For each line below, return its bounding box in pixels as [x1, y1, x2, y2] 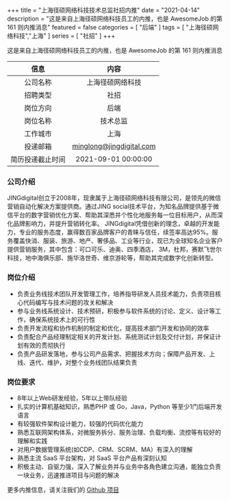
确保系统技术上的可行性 [29, 315, 96, 324]
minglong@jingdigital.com [72, 141, 156, 151]
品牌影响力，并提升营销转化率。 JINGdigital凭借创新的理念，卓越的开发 [12, 219, 214, 228]
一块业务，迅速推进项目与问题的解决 [16, 471, 120, 479]
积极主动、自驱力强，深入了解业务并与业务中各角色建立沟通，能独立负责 [16, 462, 221, 471]
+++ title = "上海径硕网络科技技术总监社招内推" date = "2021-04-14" [7, 6, 201, 14]
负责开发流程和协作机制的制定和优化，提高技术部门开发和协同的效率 [16, 324, 209, 332]
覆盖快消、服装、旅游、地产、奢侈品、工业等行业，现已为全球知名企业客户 [12, 237, 223, 245]
